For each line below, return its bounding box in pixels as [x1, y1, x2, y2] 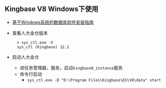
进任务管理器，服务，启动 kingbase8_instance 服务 [19, 65, 123, 71]
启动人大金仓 [12, 54, 39, 60]
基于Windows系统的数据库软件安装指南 [12, 19, 94, 25]
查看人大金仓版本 [12, 30, 48, 36]
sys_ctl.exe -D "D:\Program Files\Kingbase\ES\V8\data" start [27, 77, 161, 82]
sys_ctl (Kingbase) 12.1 [17, 45, 69, 50]
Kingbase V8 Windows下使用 [5, 5, 99, 14]
